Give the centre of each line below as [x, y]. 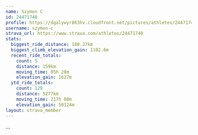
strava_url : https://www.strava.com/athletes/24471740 [74, 34]
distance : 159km [36, 66]
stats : [14, 39]
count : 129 [30, 88]
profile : [16, 22]
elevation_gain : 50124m [46, 105]
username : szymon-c [30, 28]
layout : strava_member [33, 110]
